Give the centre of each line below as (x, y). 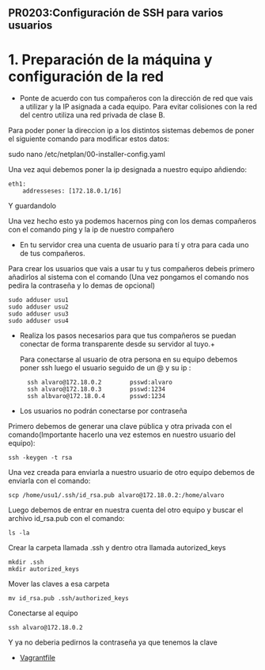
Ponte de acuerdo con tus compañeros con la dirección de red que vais (136, 98)
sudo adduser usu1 (38, 301)
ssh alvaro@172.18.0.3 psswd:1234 (97, 389)
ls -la (19, 533)
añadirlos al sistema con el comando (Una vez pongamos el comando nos (129, 278)
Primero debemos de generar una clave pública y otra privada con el (120, 427)
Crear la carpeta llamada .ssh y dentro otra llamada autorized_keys (117, 548)
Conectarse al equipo (43, 613)
